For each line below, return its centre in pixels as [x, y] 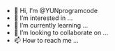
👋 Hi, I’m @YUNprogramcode [56, 11]
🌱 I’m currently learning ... [51, 25]
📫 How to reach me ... [46, 40]
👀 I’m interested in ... [43, 18]
